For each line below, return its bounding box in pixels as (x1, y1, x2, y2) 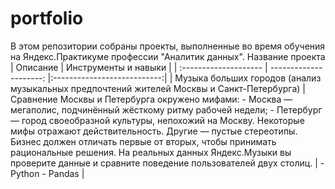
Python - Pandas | (10, 167, 85, 179)
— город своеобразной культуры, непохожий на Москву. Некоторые (10, 114, 305, 126)
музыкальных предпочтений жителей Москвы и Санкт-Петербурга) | (10, 82, 306, 94)
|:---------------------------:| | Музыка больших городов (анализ (47, 72, 322, 84)
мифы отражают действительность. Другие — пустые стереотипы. (10, 125, 298, 137)
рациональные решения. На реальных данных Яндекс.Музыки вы (10, 146, 292, 158)
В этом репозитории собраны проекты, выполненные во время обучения (10, 40, 326, 52)
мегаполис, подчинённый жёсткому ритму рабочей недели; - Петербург (10, 103, 323, 116)
